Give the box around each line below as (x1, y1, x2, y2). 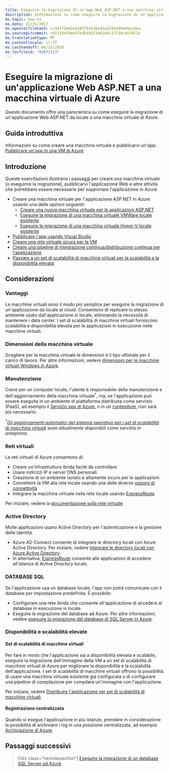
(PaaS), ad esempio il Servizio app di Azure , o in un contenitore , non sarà (5, 403, 157, 409)
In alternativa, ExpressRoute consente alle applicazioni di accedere (12, 555, 152, 561)
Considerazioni (5, 275, 54, 283)
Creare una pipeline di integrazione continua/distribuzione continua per (12, 244, 160, 250)
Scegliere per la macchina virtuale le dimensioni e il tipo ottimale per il (5, 352, 150, 358)
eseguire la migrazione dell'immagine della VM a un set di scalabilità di (5, 657, 152, 663)
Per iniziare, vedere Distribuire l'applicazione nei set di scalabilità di (5, 689, 145, 695)
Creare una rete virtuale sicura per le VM (12, 239, 97, 245)
